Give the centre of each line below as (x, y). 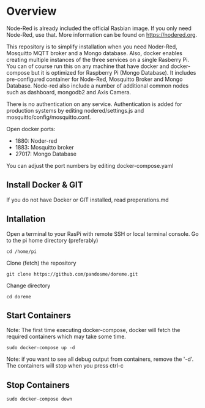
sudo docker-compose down (39, 399)
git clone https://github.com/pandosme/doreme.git (72, 274)
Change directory (28, 285)
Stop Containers (38, 385)
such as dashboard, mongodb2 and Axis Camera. (69, 92)
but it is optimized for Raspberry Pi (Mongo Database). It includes (114, 72)
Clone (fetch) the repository (41, 263)
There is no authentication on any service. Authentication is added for (94, 104)
